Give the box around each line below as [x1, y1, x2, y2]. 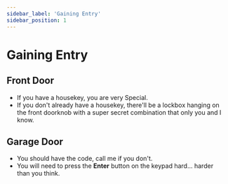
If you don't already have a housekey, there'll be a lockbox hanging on [16, 101, 220, 109]
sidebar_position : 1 [6, 17, 67, 24]
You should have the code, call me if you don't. [16, 155, 153, 163]
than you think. [16, 169, 60, 178]
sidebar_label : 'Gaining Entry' [6, 10, 101, 17]
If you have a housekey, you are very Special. [16, 93, 148, 101]
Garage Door [6, 136, 64, 148]
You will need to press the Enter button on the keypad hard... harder [16, 162, 214, 170]
